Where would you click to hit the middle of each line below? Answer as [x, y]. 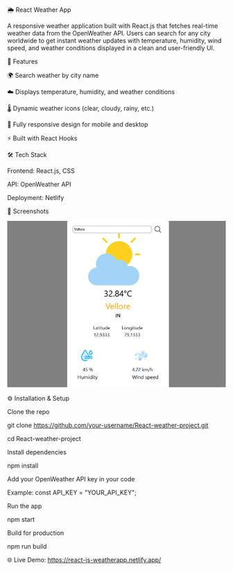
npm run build [27, 547]
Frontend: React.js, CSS [41, 171]
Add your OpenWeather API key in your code [71, 479]
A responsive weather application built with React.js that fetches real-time [113, 26]
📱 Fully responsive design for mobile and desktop [78, 124]
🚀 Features [23, 61]
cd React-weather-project [44, 439]
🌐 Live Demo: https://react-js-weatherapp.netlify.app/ [84, 560]
